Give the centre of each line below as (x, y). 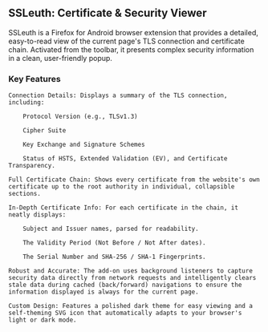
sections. (25, 194)
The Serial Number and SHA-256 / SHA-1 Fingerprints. (114, 257)
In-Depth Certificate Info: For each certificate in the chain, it (124, 208)
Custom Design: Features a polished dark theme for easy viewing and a (130, 306)
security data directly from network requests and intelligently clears (132, 278)
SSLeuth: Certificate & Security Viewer (108, 13)
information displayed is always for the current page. (104, 292)
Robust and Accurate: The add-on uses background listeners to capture (130, 271)
